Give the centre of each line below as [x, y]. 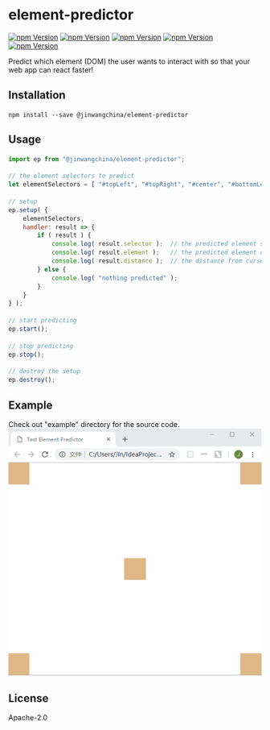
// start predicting [43, 321]
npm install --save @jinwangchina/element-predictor [98, 114]
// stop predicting [41, 346]
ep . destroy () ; [32, 380]
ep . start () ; [28, 329]
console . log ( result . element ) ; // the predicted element [154, 253]
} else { [52, 269]
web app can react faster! [51, 69]
